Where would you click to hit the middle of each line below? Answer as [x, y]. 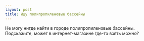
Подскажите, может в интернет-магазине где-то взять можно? [72, 33]
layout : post [19, 10]
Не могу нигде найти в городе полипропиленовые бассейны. [70, 28]
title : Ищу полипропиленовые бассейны [45, 14]
